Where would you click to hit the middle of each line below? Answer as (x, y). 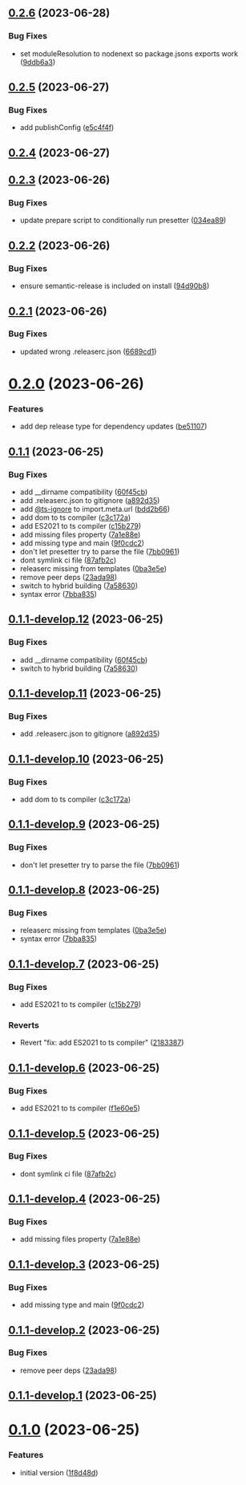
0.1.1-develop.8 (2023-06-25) (84, 890)
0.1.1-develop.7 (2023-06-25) (84, 964)
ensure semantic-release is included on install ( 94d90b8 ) (115, 286)
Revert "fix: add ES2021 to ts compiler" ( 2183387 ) (102, 1043)
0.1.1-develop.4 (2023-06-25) (85, 1199)
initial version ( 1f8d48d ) (59, 1472)
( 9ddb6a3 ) (38, 62)
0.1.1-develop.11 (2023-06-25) (85, 694)
